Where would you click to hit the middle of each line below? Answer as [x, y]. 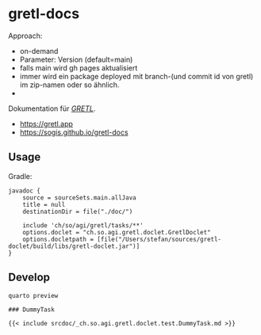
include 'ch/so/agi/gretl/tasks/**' [83, 225]
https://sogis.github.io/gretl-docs [74, 132]
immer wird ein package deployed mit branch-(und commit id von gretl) [136, 76]
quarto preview [33, 295]
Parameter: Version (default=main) [76, 59]
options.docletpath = [58, 239]
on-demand [39, 51]
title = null [44, 204]
